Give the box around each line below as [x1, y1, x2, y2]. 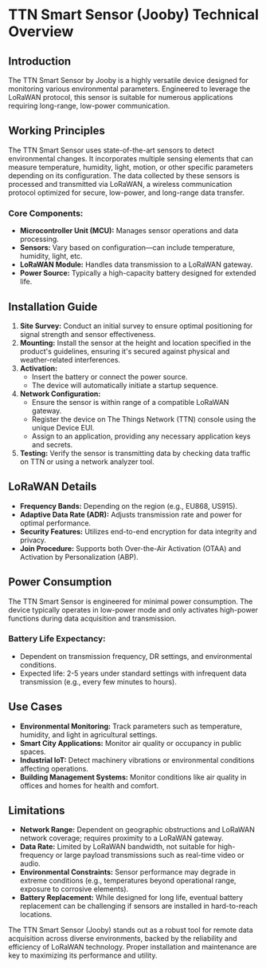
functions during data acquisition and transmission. [8, 613, 177, 623]
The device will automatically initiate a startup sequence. [31, 380, 219, 390]
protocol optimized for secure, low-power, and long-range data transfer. [8, 188, 245, 197]
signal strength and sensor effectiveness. [19, 329, 156, 339]
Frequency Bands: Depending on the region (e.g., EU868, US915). [19, 501, 237, 510]
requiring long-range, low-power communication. [8, 101, 170, 110]
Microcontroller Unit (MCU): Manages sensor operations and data [19, 226, 239, 236]
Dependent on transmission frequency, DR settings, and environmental [19, 651, 252, 661]
